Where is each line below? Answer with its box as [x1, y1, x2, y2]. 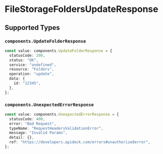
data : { [9, 76, 25, 81]
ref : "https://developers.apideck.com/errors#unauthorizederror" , [9, 140, 150, 145]
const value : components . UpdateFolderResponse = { [4, 48, 112, 53]
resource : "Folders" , [9, 67, 54, 72]
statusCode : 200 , [9, 53, 45, 58]
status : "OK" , [9, 57, 38, 63]
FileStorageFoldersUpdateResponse [4, 3, 158, 15]
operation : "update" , [9, 71, 54, 77]
